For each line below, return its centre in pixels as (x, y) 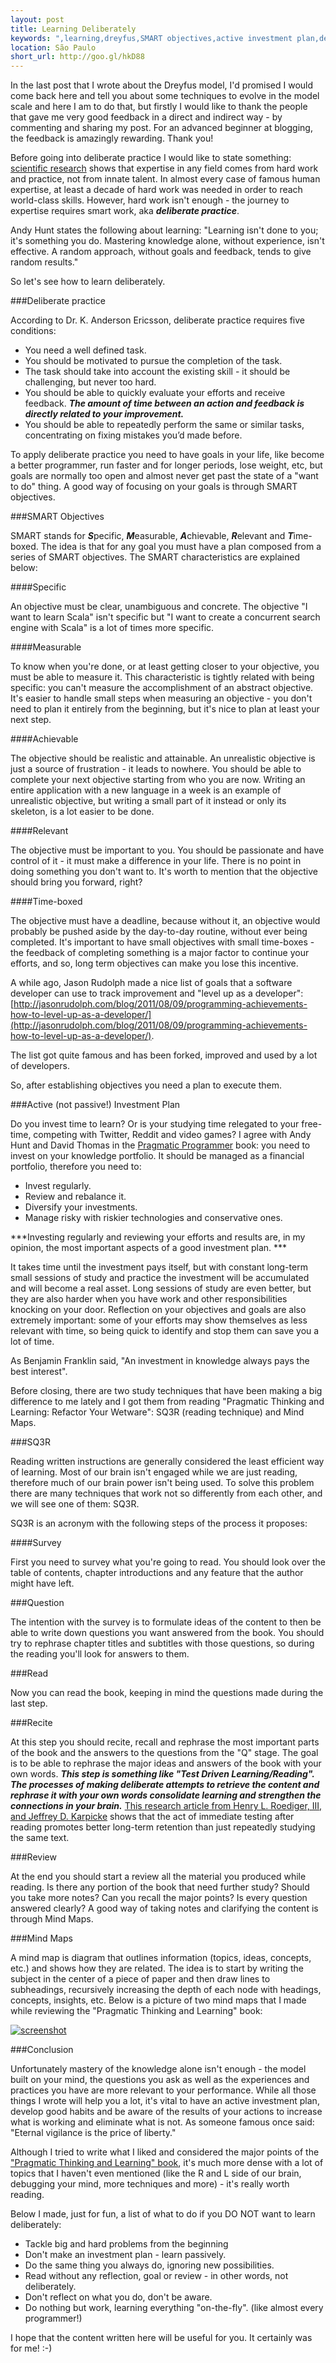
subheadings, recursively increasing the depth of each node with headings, (166, 1990)
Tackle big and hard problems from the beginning (126, 2244)
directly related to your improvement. (104, 414)
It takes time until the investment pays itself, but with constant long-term (159, 1267)
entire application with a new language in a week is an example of (146, 790)
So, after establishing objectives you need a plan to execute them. (146, 1085)
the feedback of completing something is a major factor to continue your (160, 953)
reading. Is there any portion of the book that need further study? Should (160, 1887)
